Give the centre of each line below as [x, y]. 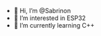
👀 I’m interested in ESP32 [50, 18]
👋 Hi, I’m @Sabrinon [42, 11]
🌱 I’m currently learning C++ [54, 25]
